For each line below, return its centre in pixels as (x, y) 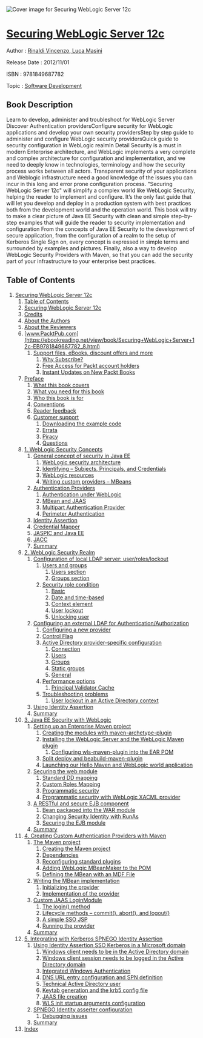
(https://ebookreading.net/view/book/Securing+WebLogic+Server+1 (109, 340)
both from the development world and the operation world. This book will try (101, 210)
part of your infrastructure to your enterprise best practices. (81, 261)
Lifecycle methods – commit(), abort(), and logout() (106, 913)
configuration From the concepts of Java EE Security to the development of (101, 229)
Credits (33, 314)
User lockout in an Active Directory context (105, 700)
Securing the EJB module (74, 823)
